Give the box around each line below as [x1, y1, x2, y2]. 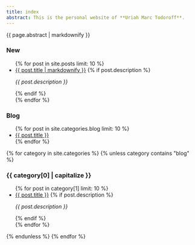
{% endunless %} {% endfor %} [6, 233, 86, 240]
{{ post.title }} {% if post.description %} [14, 191, 113, 198]
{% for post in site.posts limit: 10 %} [14, 60, 104, 67]
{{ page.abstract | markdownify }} [6, 31, 91, 38]
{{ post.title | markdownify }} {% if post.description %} [14, 66, 151, 73]
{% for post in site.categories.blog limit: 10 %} [14, 125, 130, 132]
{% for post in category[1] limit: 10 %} [14, 185, 109, 192]
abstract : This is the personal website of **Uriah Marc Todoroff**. [6, 15, 185, 21]
